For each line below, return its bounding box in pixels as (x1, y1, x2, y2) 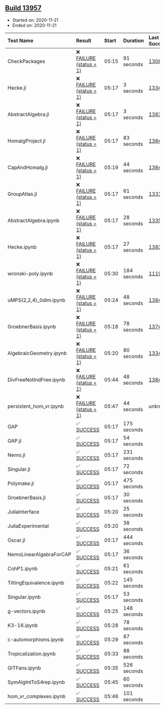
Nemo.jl (7, 451, 26, 458)
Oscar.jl (7, 537, 26, 544)
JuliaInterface (7, 508, 39, 515)
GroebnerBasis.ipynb (7, 323, 56, 330)
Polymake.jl (7, 480, 34, 487)
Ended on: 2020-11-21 (12, 22, 57, 28)
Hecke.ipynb (7, 243, 37, 250)
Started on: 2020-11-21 (12, 17, 59, 23)
